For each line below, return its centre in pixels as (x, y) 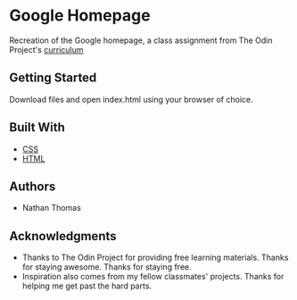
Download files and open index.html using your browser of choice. (131, 99)
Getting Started (53, 78)
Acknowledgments (63, 236)
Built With (37, 127)
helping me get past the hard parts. (87, 286)
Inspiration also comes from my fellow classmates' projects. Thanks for (153, 277)
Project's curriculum (46, 49)
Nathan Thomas (52, 208)
